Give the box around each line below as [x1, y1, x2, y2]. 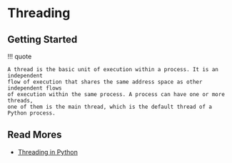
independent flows [7, 85, 62, 92]
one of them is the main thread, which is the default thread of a [7, 103, 213, 110]
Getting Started [7, 33, 78, 46]
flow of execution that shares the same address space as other [7, 78, 203, 85]
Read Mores [7, 129, 62, 141]
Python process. [7, 110, 56, 117]
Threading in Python [17, 147, 79, 156]
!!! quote [7, 52, 32, 61]
